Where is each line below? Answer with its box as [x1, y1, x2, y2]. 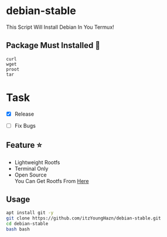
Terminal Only [14, 165, 49, 172]
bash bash [6, 226, 30, 232]
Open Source [14, 171, 47, 178]
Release [14, 110, 34, 117]
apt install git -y [6, 210, 54, 216]
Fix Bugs [14, 122, 36, 129]
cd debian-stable [6, 221, 49, 227]
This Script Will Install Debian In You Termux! [6, 23, 114, 31]
